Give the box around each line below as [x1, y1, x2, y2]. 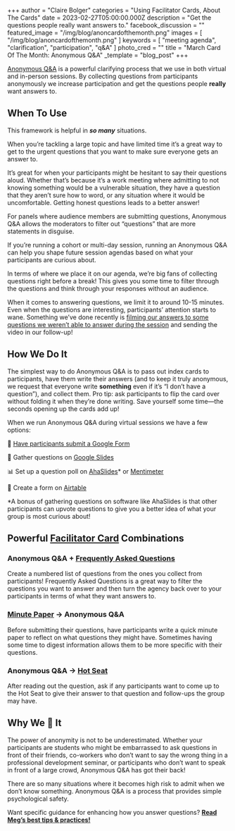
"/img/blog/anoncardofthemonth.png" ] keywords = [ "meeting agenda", [7, 36, 217, 44]
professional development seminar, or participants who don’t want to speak [7, 758, 227, 767]
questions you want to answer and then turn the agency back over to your [7, 584, 222, 593]
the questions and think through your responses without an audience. [7, 284, 209, 293]
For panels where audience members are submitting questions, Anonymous [7, 211, 227, 221]
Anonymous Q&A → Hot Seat [7, 665, 108, 675]
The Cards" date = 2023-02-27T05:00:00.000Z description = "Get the [7, 13, 212, 22]
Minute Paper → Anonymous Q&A [7, 610, 125, 620]
